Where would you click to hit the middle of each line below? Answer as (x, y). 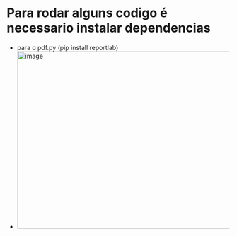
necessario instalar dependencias (109, 28)
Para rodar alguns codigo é (87, 13)
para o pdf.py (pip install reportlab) (68, 47)
